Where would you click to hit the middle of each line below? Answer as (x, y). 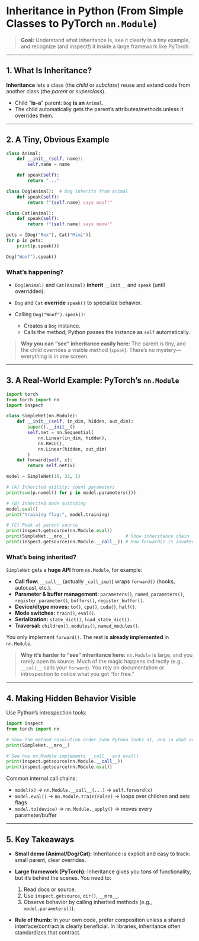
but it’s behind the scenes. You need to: (63, 877)
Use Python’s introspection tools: (46, 713)
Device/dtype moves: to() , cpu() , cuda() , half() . (76, 607)
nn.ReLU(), (51, 443)
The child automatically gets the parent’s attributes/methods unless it (99, 109)
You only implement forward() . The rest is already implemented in (88, 637)
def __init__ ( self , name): (50, 159)
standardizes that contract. (48, 932)
